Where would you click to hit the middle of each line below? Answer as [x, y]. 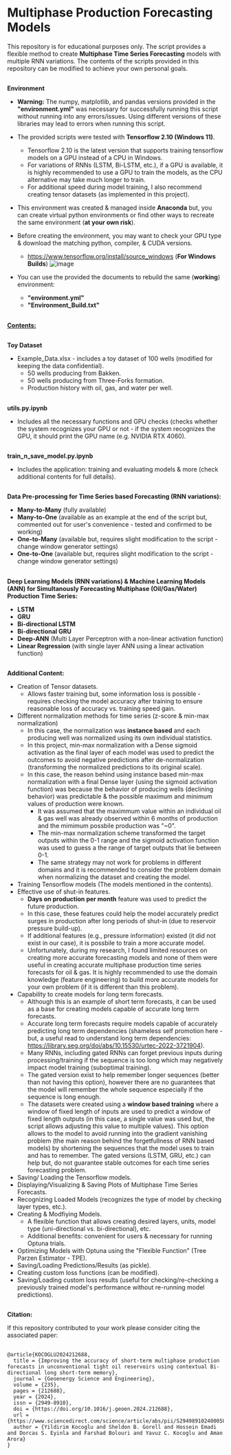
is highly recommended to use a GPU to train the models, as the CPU [125, 172]
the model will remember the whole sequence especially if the [115, 1090]
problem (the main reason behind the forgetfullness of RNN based [121, 1141]
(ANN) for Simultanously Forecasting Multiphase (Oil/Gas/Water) [102, 588]
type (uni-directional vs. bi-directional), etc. [89, 1229]
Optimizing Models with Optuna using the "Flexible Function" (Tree [112, 1251]
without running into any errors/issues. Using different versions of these [119, 117]
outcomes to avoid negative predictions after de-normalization [116, 760]
